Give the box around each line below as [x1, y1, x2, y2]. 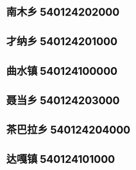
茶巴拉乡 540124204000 [6, 123, 131, 137]
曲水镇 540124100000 [6, 64, 118, 78]
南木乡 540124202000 [6, 5, 120, 19]
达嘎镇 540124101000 [6, 153, 115, 166]
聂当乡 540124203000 [6, 93, 120, 107]
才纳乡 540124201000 [6, 35, 118, 48]
